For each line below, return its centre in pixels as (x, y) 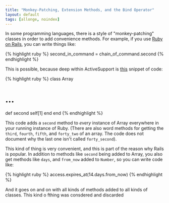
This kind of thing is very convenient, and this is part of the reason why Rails (84, 149)
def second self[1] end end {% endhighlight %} (54, 113)
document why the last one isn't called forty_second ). (61, 139)
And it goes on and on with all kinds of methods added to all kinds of (76, 190)
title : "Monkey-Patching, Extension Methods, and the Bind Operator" (80, 10)
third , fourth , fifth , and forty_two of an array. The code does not (74, 133)
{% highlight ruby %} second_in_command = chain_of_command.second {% (84, 54)
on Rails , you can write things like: (41, 44)
